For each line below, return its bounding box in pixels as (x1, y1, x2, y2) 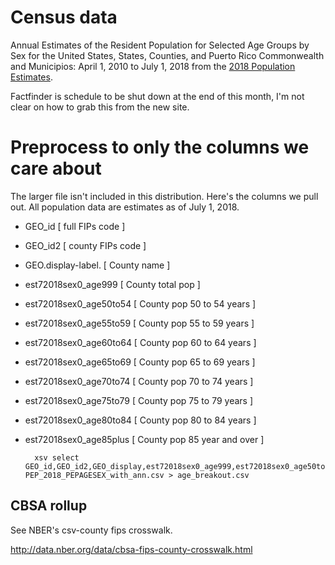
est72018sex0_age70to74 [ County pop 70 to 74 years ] (24, 375, 254, 387)
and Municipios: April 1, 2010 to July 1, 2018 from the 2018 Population (10, 60, 296, 72)
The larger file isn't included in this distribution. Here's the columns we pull (10, 190, 319, 202)
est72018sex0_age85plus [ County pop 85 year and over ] (24, 433, 265, 445)
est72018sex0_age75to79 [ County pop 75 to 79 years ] (24, 394, 254, 406)
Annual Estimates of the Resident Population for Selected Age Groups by (10, 39, 310, 51)
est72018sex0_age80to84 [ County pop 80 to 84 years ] (24, 414, 257, 426)
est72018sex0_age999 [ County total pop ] (24, 278, 201, 290)
